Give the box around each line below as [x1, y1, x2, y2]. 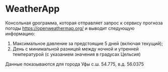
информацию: [5, 30, 35, 37]
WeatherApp [5, 3, 60, 15]
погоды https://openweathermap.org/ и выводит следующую [5, 25, 135, 31]
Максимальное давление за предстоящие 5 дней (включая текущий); [12, 40, 163, 46]
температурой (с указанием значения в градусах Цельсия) [12, 51, 141, 57]
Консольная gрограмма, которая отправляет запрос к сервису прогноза [5, 20, 163, 26]
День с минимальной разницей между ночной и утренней [12, 46, 139, 52]
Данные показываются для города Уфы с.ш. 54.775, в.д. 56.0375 [5, 61, 144, 67]
